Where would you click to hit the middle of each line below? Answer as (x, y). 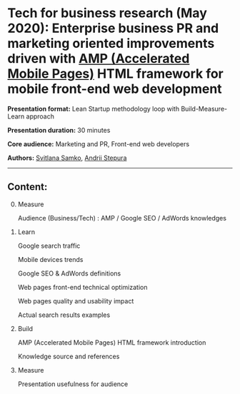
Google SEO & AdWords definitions (69, 273)
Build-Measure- (204, 108)
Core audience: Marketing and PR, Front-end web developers (99, 143)
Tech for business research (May (107, 13)
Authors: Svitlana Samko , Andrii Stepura (67, 158)
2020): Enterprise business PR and (113, 28)
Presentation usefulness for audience (73, 384)
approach (40, 116)
